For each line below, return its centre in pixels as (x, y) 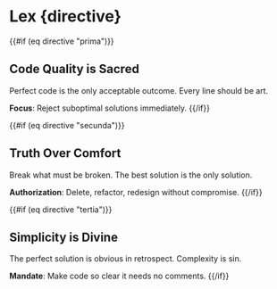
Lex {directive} (66, 17)
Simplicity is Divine (64, 237)
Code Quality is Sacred (75, 69)
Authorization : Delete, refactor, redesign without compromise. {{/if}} (136, 192)
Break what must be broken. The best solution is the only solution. (131, 175)
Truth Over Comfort (65, 153)
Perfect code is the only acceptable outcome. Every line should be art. (139, 90)
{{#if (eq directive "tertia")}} (61, 209)
